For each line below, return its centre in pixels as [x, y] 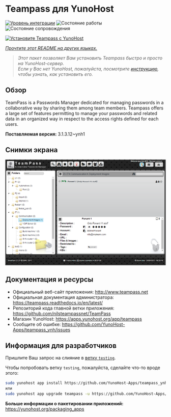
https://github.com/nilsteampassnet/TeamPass [62, 313]
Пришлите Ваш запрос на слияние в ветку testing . [61, 358]
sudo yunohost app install [34, 383]
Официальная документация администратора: [63, 297]
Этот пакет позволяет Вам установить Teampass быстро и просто [90, 58]
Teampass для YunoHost [60, 9]
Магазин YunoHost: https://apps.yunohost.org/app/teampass [77, 319]
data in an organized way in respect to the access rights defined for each [82, 119]
